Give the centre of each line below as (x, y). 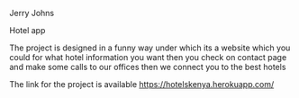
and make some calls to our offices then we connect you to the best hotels (148, 67)
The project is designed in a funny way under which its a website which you (150, 48)
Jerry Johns (32, 13)
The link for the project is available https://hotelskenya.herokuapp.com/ (142, 84)
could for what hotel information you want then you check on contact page (148, 57)
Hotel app (27, 30)
